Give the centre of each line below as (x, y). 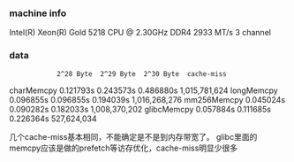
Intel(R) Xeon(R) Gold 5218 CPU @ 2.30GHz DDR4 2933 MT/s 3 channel (140, 33)
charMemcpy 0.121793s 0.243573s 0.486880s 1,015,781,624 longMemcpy (143, 90)
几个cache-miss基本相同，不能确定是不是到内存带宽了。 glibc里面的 (133, 136)
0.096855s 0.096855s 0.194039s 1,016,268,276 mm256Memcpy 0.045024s (147, 99)
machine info (38, 13)
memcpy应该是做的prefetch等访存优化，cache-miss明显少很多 (124, 148)
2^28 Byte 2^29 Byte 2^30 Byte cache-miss (141, 73)
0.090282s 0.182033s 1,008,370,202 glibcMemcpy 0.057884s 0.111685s (140, 109)
